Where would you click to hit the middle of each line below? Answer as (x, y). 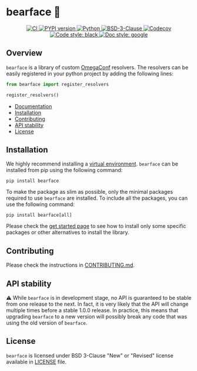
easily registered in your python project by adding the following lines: (90, 74)
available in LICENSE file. (36, 362)
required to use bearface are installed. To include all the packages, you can (97, 198)
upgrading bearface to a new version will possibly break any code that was (96, 316)
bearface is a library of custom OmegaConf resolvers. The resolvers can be (97, 67)
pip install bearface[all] (39, 215)
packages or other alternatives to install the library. (68, 233)
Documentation (33, 106)
